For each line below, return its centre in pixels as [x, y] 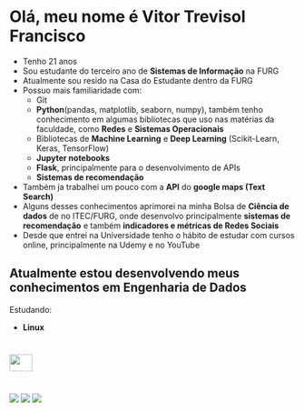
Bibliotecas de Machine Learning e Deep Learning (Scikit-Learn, [157, 138]
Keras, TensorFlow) [73, 148]
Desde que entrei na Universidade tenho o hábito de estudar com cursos [158, 235]
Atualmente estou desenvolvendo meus [125, 273]
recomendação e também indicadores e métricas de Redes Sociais [151, 226]
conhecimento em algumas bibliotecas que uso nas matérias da [155, 119]
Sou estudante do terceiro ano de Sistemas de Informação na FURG [151, 71]
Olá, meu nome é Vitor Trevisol [128, 17]
